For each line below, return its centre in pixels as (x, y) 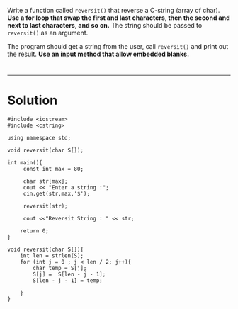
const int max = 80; (53, 169)
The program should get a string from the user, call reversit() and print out (118, 46)
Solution (33, 100)
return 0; (35, 231)
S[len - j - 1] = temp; (68, 281)
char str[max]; (46, 181)
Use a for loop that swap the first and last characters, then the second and (119, 18)
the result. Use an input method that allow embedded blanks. (98, 54)
